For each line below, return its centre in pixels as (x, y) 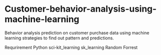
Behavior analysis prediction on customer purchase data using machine (77, 33)
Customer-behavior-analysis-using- (80, 9)
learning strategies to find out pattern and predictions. (59, 38)
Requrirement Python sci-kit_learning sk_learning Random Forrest (71, 47)
